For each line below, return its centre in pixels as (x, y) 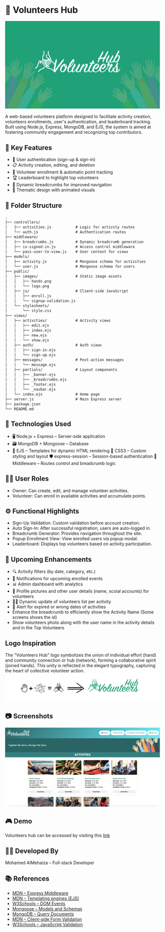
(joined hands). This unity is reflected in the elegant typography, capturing (80, 666)
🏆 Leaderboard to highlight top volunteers (55, 178)
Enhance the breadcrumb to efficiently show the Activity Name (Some (83, 612)
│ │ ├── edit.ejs (27, 326)
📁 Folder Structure (34, 205)
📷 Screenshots (29, 716)
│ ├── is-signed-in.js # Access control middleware (70, 247)
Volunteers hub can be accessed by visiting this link (58, 836)
